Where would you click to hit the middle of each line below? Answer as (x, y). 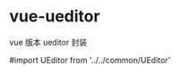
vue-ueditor (55, 16)
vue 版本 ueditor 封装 (48, 42)
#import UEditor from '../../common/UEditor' (90, 60)
